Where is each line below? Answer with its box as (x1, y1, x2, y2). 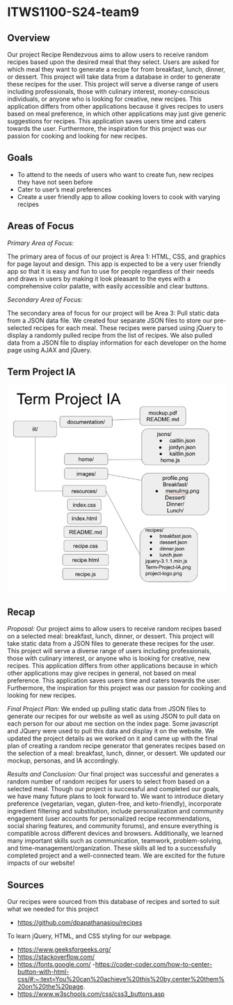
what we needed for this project (7, 905, 99, 913)
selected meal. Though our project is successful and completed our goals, (7, 785, 220, 793)
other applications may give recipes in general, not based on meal (7, 669, 196, 678)
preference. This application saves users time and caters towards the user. (7, 676, 221, 685)
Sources (7, 879, 45, 891)
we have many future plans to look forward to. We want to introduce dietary (7, 792, 224, 801)
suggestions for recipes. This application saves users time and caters (7, 117, 207, 125)
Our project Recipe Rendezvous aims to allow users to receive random (7, 50, 209, 59)
